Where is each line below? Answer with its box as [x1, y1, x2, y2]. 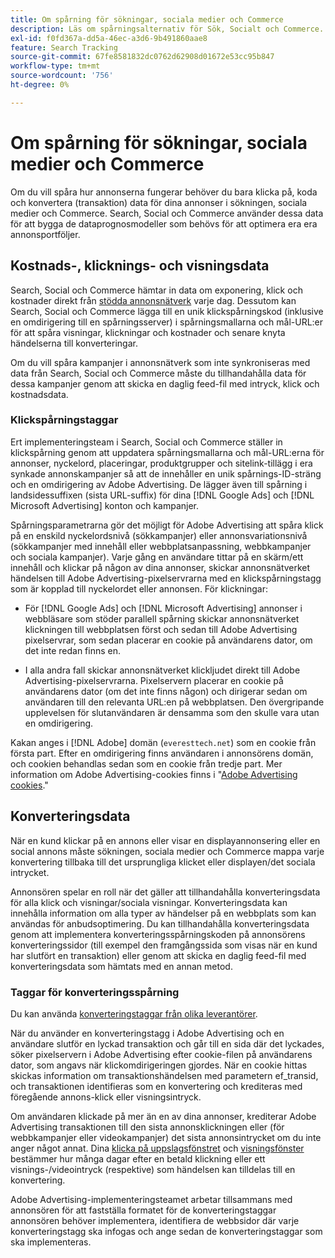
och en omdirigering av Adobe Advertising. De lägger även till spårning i [10, 478, 308, 490]
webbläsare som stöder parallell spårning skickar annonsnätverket [24, 612, 300, 625]
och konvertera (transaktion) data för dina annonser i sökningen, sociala [10, 196, 308, 208]
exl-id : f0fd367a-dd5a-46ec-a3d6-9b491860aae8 [10, 33, 208, 43]
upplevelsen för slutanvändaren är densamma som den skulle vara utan [24, 706, 320, 718]
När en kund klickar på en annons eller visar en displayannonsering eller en [10, 834, 321, 846]
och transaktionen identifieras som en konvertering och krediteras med [10, 1080, 303, 1092]
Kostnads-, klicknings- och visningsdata [10, 257, 270, 275]
